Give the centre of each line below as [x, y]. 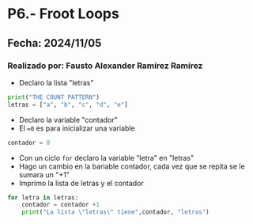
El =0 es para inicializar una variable [77, 128]
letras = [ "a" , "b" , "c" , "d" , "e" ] [68, 104]
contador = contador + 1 [61, 205]
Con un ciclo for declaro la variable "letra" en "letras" [106, 158]
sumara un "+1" [44, 174]
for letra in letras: [43, 197]
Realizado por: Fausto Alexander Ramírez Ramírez [105, 66]
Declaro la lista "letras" [56, 82]
